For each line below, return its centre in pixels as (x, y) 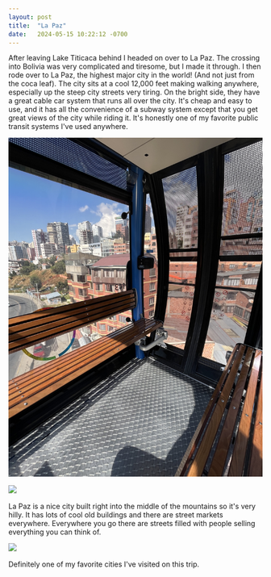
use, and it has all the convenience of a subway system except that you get (133, 110)
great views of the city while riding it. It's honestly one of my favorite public (133, 118)
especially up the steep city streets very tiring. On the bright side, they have (134, 92)
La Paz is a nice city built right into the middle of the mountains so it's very (132, 506)
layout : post (30, 17)
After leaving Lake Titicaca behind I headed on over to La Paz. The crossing (134, 58)
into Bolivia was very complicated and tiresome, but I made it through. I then (135, 67)
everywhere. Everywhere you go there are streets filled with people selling (132, 524)
